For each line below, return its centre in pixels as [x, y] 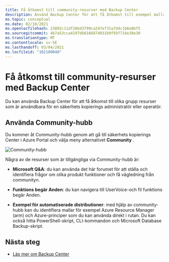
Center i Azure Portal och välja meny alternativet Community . [70, 140]
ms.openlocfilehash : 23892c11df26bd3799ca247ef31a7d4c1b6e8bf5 [73, 29]
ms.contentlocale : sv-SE [31, 43]
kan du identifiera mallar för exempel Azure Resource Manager [89, 210]
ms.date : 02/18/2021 [27, 24]
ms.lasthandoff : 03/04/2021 [35, 47]
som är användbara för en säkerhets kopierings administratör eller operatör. [83, 107]
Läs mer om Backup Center [41, 254]
